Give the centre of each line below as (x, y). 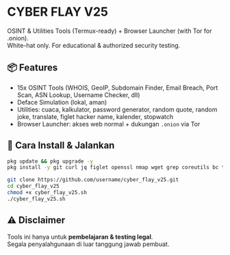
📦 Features (33, 68)
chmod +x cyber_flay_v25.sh (47, 193)
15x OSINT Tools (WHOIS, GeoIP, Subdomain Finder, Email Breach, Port (117, 88)
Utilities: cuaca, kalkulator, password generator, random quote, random (117, 109)
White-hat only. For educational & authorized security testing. (94, 45)
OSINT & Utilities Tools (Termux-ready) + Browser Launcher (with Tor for (110, 31)
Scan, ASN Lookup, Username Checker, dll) (78, 95)
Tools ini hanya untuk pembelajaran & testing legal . (80, 237)
